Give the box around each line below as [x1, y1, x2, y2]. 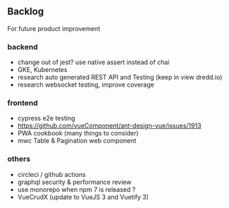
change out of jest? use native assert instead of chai [17, 58, 170, 66]
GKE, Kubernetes [17, 66, 68, 74]
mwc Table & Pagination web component [17, 137, 137, 145]
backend [7, 42, 38, 51]
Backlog [7, 6, 44, 18]
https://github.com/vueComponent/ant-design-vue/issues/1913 [17, 121, 202, 130]
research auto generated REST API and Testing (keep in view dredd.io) [17, 73, 223, 82]
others [7, 154, 30, 164]
